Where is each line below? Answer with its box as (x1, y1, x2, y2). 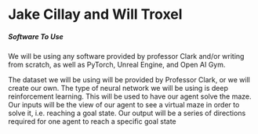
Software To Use (8, 31, 64, 41)
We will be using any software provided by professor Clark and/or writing (8, 52, 245, 61)
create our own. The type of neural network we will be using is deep (8, 84, 229, 93)
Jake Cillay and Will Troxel (8, 5, 183, 24)
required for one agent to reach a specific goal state (8, 117, 176, 126)
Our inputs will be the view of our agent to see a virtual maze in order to (8, 100, 240, 110)
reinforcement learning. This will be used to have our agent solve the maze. (8, 92, 253, 101)
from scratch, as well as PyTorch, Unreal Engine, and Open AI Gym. (8, 60, 226, 70)
